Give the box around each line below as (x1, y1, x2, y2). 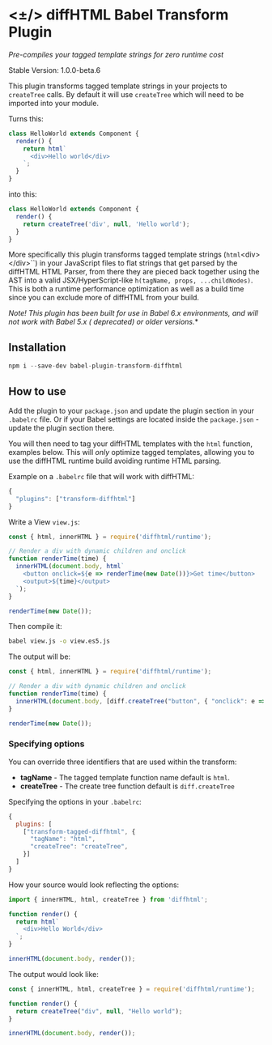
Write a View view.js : (8, 516, 80, 527)
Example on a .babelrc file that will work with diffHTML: (8, 471, 194, 481)
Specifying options (8, 738, 85, 750)
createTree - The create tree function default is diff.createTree (19, 781, 235, 791)
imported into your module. (8, 98, 100, 108)
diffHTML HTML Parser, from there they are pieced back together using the (8, 267, 260, 277)
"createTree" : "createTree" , (29, 843, 129, 851)
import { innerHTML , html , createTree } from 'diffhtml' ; (8, 895, 208, 903)
